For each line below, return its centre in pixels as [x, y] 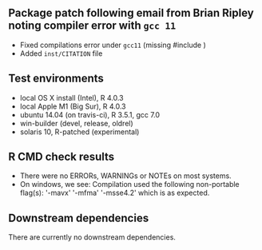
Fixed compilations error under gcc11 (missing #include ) [113, 45]
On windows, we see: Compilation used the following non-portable [129, 185]
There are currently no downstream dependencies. [92, 237]
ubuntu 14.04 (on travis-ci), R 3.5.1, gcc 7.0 [90, 114]
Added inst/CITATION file [61, 53]
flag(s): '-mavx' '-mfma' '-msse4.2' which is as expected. [115, 193]
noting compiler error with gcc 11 [92, 26]
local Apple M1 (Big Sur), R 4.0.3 [73, 106]
